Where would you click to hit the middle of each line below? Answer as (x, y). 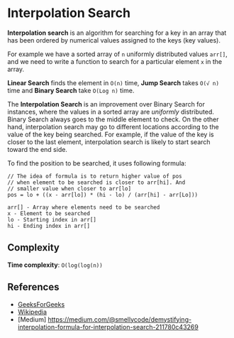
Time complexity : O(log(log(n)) (55, 265)
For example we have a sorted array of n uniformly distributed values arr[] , (118, 54)
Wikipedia (32, 312)
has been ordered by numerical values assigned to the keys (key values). (114, 40)
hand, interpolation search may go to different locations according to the (113, 126)
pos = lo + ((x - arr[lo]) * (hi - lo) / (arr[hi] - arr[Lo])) (103, 195)
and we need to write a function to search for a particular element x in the (115, 61)
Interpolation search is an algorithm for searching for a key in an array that (117, 33)
